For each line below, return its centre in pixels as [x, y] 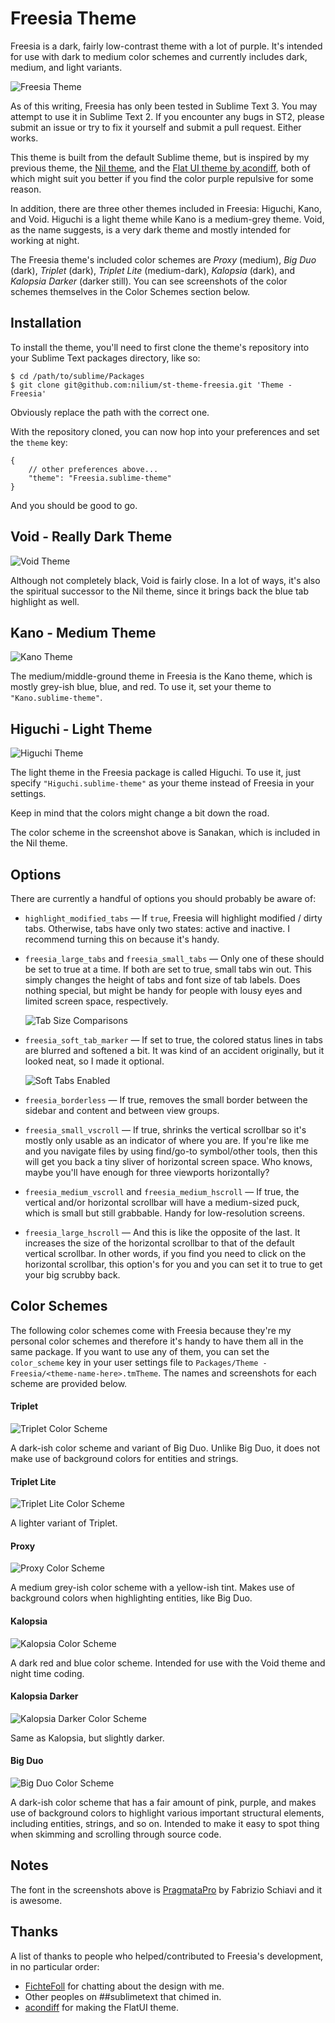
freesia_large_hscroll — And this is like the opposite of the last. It [162, 1232]
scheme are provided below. [69, 1383]
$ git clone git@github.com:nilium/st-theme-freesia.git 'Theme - [151, 385]
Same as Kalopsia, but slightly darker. [87, 1738]
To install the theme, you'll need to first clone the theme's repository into [160, 347]
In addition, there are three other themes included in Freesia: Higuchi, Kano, [166, 208]
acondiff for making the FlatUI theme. [102, 2007]
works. [24, 138]
